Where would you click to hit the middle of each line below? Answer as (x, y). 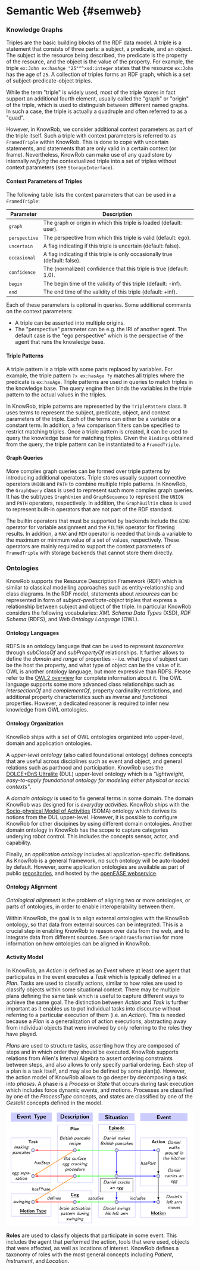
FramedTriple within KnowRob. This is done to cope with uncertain (87, 142)
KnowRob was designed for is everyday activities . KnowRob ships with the (98, 804)
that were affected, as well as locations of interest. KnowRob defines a (93, 1248)
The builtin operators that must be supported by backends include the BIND (98, 521)
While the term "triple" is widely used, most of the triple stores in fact (91, 92)
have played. (22, 1034)
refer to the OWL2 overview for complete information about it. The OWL (94, 678)
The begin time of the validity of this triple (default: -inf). (112, 283)
